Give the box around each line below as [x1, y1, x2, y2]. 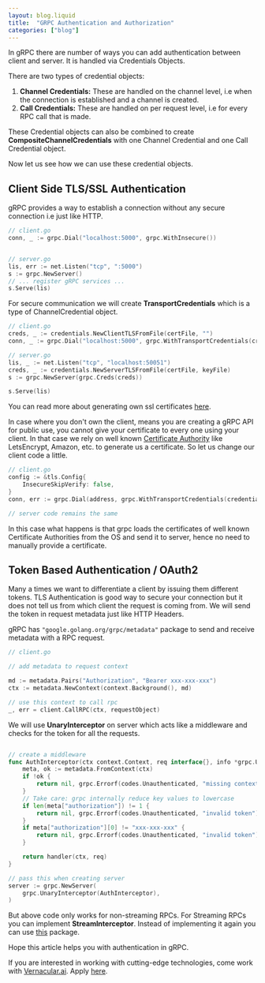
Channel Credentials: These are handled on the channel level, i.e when [19, 87, 252, 96]
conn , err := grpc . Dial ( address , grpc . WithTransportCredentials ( [8, 495, 227, 503]
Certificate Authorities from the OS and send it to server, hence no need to [8, 532, 250, 541]
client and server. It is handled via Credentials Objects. [8, 56, 185, 65]
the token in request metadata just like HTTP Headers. [8, 609, 185, 619]
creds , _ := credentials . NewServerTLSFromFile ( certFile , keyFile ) [8, 366, 231, 374]
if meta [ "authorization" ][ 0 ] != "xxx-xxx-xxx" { [22, 824, 185, 832]
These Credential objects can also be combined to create [8, 127, 195, 136]
